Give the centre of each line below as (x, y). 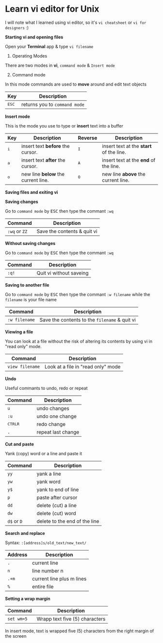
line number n (48, 570)
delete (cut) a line (57, 505)
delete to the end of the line (68, 521)
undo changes (53, 408)
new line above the (123, 174)
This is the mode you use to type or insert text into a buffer (64, 126)
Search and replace (25, 533)
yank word (49, 481)
